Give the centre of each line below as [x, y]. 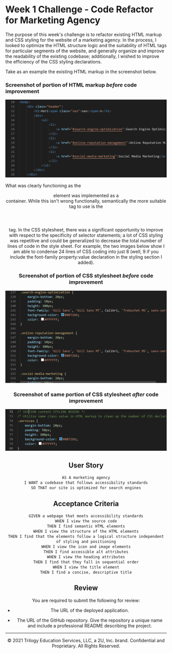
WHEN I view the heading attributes [86, 557]
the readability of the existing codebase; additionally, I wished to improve [82, 56]
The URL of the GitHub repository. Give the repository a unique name [90, 620]
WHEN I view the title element [86, 567]
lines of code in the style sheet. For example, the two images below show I [86, 246]
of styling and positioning [86, 541]
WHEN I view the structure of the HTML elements [86, 531]
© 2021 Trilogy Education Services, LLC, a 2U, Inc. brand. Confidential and [86, 640]
